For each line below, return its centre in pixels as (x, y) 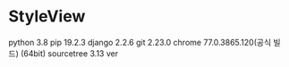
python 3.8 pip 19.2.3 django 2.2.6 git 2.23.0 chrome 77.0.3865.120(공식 (140, 42)
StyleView (47, 17)
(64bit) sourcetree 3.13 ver (69, 53)
